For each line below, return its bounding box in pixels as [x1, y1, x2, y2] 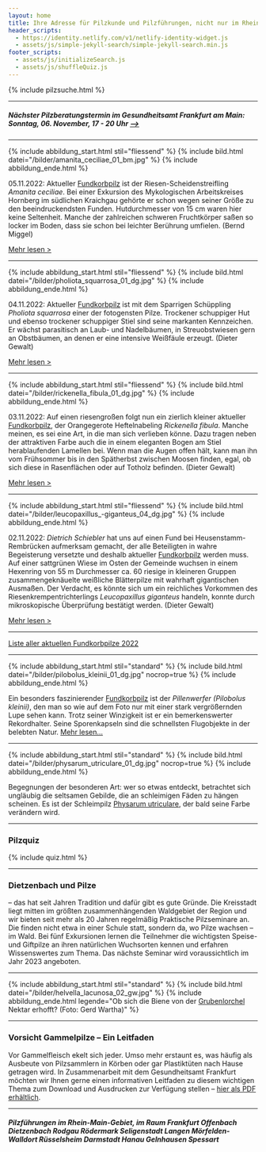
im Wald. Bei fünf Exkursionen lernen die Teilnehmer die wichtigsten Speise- [8, 932, 258, 941]
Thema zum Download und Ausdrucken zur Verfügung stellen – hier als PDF [8, 1084, 256, 1093]
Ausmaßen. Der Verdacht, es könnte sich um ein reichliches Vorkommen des [8, 584, 258, 593]
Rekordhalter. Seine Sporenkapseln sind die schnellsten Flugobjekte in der [8, 718, 251, 728]
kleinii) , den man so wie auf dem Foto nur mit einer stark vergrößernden [8, 702, 243, 711]
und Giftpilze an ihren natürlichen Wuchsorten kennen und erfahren [8, 940, 229, 950]
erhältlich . [8, 1092, 41, 1102]
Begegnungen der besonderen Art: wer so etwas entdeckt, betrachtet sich [8, 782, 251, 791]
